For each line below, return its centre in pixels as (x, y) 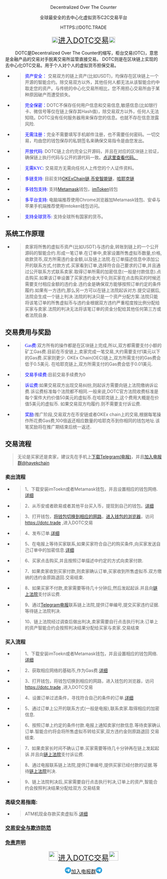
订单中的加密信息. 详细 (52, 550)
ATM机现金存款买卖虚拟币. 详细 (56, 814)
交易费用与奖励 (28, 332)
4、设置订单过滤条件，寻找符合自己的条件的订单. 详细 (79, 698)
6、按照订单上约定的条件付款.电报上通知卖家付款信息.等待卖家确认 (93, 725)
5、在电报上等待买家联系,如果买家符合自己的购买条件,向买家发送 (90, 544)
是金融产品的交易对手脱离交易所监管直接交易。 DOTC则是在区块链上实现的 (82, 59)
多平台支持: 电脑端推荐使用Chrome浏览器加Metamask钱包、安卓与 (92, 200)
